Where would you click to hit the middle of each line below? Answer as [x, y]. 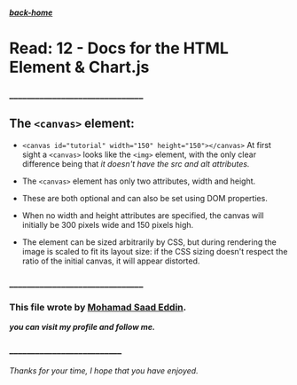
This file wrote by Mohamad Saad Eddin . [98, 308]
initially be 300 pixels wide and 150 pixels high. [108, 224]
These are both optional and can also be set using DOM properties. [145, 198]
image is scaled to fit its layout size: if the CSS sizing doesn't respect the [155, 251]
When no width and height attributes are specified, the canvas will [143, 215]
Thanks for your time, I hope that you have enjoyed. [104, 371]
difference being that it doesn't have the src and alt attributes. [136, 163]
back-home [31, 12]
